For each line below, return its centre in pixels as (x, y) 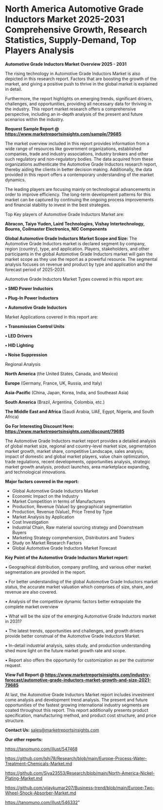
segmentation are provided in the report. (45, 572)
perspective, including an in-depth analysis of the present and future (74, 114)
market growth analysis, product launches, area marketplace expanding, (77, 467)
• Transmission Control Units (35, 326)
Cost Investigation (30, 522)
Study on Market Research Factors (47, 543)
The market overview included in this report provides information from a (77, 143)
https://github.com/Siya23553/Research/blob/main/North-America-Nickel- (80, 773)
